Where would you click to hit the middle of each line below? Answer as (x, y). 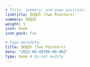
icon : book (16, 29)
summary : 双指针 (21, 19)
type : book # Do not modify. (35, 56)
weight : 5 (15, 24)
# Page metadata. (23, 43)
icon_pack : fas (21, 33)
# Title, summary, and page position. (45, 10)
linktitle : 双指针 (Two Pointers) (40, 15)
